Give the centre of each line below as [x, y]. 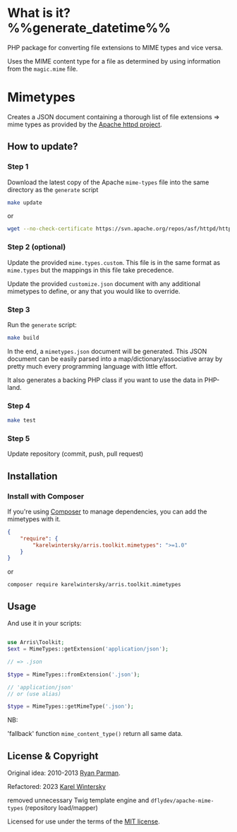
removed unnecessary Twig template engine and [78, 800]
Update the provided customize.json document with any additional [104, 283]
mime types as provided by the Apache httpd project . [85, 124]
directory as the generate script [53, 189]
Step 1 [18, 167]
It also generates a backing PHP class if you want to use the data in [105, 380]
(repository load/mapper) [61, 808]
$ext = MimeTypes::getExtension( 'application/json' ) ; [88, 649]
